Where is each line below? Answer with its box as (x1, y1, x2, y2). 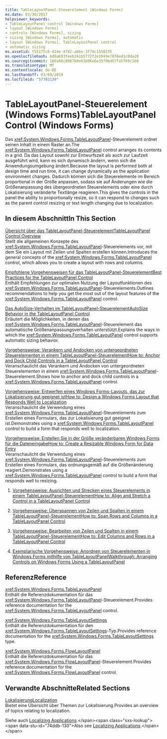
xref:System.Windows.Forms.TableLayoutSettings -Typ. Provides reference (5, 628, 157, 634)
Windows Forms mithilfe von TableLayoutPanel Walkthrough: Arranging (12, 553, 158, 559)
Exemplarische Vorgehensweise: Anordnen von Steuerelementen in (12, 548, 151, 554)
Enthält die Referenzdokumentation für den (5, 623, 93, 629)
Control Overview (5, 233, 41, 239)
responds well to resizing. (5, 477, 58, 483)
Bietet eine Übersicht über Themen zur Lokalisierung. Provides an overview (5, 703, 159, 709)
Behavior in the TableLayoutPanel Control (5, 311, 90, 317)
